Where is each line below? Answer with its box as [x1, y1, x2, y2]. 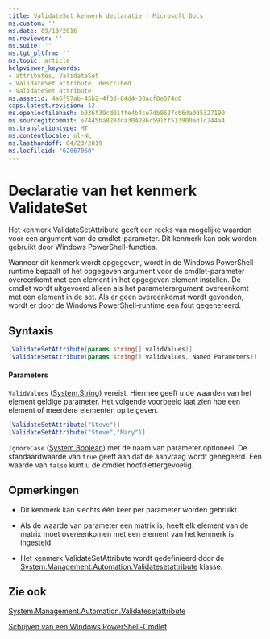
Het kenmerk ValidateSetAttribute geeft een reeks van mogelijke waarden [8, 225, 252, 234]
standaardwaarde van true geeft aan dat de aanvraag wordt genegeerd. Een [8, 451, 262, 461]
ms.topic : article [8, 57, 70, 65]
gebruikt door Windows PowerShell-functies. [8, 243, 158, 252]
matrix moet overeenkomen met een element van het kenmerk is [19, 529, 235, 538]
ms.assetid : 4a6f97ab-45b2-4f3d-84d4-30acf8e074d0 [8, 94, 182, 102]
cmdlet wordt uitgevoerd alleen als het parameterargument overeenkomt [8, 284, 249, 293]
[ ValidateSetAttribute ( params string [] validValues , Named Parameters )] [8, 353, 258, 361]
